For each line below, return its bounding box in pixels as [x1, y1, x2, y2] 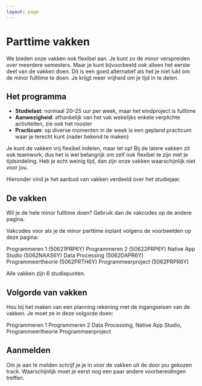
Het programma [6, 91, 67, 101]
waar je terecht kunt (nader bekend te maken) [14, 133, 129, 141]
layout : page [6, 8, 39, 15]
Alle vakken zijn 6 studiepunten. [6, 270, 86, 277]
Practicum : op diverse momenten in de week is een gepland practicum [14, 127, 192, 134]
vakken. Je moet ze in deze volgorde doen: [6, 310, 113, 317]
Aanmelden [6, 345, 51, 356]
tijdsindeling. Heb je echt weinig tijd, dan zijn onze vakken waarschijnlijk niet [6, 157, 196, 165]
